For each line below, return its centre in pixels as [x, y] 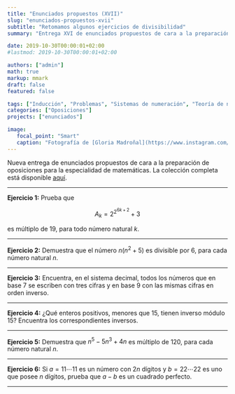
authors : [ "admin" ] [36, 65]
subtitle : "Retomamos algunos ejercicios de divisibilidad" [97, 27]
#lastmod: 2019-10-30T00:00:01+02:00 [62, 53]
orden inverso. [28, 292]
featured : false [31, 91]
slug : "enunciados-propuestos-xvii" [60, 20]
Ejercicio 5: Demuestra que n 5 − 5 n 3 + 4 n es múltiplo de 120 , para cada [110, 341]
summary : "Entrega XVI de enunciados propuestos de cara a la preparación [119, 33]
